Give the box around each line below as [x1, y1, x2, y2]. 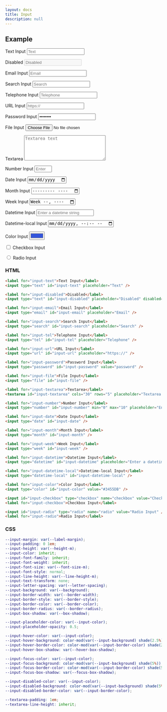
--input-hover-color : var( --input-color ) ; [5, 633, 94, 638]
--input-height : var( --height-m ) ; [5, 546, 77, 552]
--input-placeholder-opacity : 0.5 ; [5, 625, 79, 630]
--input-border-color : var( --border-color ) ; [5, 602, 99, 607]
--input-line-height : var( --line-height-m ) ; [5, 574, 99, 579]
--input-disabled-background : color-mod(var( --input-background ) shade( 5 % [5, 684, 164, 689]
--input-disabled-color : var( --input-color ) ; [5, 679, 101, 684]
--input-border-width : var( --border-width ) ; [5, 592, 99, 598]
